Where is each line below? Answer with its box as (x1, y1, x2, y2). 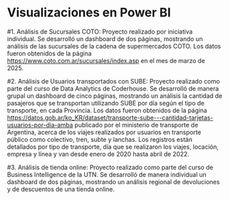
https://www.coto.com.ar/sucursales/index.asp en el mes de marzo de (7, 56, 205, 64)
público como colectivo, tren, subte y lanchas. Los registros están (7, 135, 193, 143)
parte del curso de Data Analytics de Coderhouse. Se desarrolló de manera (7, 84, 219, 92)
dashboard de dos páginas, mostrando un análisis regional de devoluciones (7, 177, 220, 186)
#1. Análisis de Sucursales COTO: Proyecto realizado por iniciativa (7, 27, 193, 36)
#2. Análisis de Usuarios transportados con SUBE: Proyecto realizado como (7, 77, 220, 85)
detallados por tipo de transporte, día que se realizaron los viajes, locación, (7, 142, 219, 151)
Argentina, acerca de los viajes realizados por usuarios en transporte (7, 128, 202, 136)
